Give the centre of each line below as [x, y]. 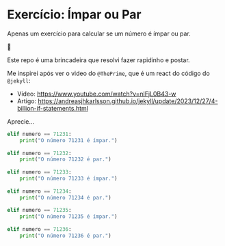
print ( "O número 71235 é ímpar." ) [68, 217]
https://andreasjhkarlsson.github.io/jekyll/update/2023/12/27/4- [128, 101]
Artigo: [26, 101]
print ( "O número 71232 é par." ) [65, 160]
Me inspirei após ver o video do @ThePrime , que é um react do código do [108, 73]
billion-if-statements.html [53, 108]
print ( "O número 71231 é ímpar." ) [68, 140]
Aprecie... [21, 121]
